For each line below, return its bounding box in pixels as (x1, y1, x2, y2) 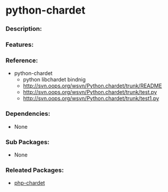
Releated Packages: (5, 166, 64, 174)
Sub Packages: (5, 138, 50, 146)
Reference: (5, 56, 38, 64)
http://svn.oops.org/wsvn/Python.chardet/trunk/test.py (22, 89, 157, 96)
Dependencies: (5, 110, 51, 118)
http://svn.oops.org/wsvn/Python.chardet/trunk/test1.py (22, 95, 159, 102)
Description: (5, 25, 42, 33)
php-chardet (14, 180, 46, 187)
